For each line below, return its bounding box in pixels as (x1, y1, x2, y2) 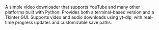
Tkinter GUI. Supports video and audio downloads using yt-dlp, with (5, 15, 143, 20)
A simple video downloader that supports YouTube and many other (5, 4, 140, 10)
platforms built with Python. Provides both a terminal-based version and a (5, 9, 155, 15)
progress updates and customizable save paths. (15, 19, 112, 25)
